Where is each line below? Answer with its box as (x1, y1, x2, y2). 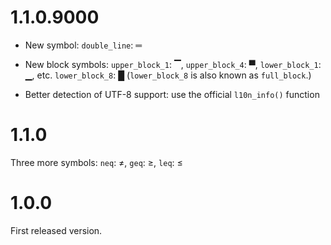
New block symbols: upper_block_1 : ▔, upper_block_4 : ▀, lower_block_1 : (24, 58, 322, 70)
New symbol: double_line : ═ (24, 39, 143, 51)
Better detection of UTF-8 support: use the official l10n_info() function (24, 88, 320, 100)
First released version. (10, 224, 103, 236)
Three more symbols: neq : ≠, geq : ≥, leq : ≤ (10, 156, 183, 168)
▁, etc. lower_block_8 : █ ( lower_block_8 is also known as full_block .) (24, 69, 312, 81)
